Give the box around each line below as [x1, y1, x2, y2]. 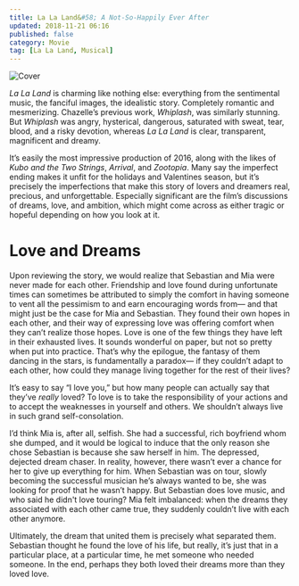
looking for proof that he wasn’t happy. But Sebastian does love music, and [9, 485, 286, 496]
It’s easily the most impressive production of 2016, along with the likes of [9, 153, 277, 163]
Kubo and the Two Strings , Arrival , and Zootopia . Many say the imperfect [9, 162, 278, 173]
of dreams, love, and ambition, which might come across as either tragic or [9, 200, 285, 210]
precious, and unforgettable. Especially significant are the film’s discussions [9, 191, 288, 202]
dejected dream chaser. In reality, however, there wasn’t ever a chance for [9, 457, 282, 467]
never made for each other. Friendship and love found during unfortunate [9, 280, 278, 291]
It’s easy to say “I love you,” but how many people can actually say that [9, 383, 270, 393]
